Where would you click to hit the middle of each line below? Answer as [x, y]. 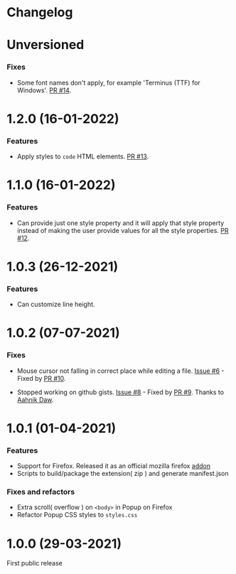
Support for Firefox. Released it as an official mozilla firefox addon [114, 466]
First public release [35, 563]
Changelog [40, 12]
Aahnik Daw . [35, 399]
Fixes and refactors [41, 492]
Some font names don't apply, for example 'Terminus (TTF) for [108, 82]
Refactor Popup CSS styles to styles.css [77, 515]
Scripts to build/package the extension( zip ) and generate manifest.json [123, 474]
